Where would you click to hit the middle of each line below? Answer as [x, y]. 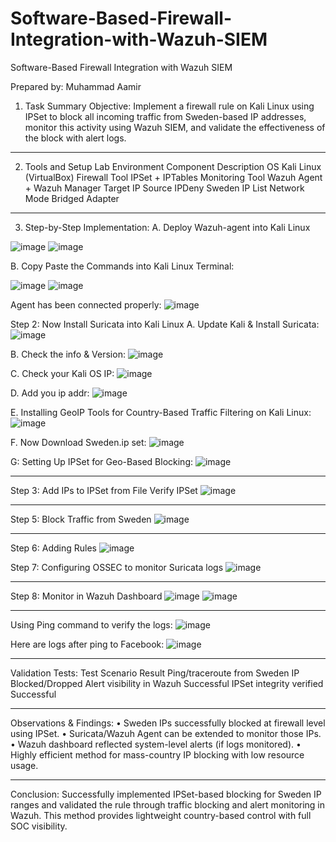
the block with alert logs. [75, 138]
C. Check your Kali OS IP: [62, 373]
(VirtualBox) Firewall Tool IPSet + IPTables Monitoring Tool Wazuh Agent [173, 177]
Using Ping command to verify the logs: [91, 624]
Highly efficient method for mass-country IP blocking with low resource [157, 754]
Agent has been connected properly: [86, 304]
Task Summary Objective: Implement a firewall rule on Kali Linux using [169, 106]
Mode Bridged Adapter [72, 198]
